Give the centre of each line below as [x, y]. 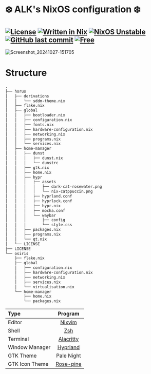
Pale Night [69, 356]
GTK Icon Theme [28, 364]
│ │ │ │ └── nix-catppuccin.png [49, 192]
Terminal [18, 339]
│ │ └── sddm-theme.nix [35, 101]
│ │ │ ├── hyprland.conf [39, 196]
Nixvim [68, 322]
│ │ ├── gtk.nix [27, 168]
